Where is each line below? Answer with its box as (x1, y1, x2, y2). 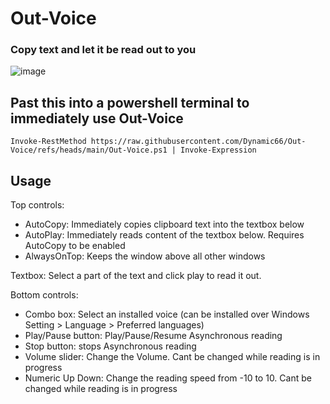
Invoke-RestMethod (10, 137, 87, 147)
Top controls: (10, 199, 65, 211)
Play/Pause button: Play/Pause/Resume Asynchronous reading (24, 330, 283, 342)
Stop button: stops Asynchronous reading (24, 340, 197, 352)
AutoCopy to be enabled (24, 240, 126, 252)
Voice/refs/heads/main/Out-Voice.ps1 (10, 145, 168, 156)
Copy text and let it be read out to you (10, 43, 197, 57)
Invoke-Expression (180, 145, 257, 156)
